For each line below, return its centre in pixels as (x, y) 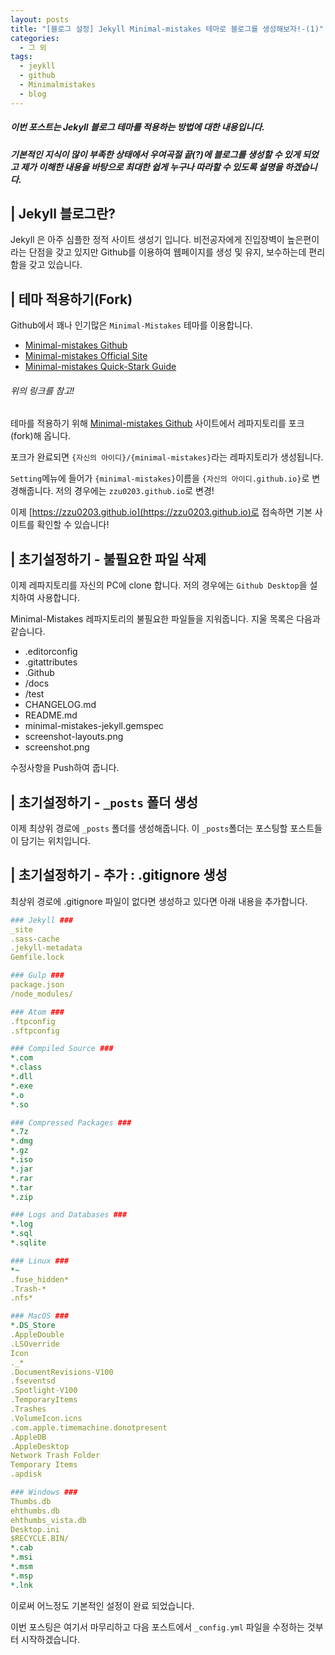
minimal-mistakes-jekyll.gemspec (94, 726)
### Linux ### (40, 1261)
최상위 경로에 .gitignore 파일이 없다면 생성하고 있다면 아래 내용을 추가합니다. (159, 901)
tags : (21, 57)
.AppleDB (28, 1437)
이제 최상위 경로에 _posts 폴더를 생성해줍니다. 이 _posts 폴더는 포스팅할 (149, 828)
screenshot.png (57, 747)
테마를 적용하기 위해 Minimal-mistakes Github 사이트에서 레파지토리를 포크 (157, 423)
